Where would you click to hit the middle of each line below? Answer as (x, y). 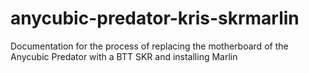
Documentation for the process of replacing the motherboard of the (149, 46)
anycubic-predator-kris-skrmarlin (155, 18)
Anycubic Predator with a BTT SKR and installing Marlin (124, 56)
